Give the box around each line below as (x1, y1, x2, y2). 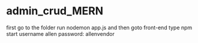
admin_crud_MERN (6, 4, 104, 18)
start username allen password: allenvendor (6, 30, 115, 37)
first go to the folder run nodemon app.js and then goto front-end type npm (6, 24, 193, 31)
